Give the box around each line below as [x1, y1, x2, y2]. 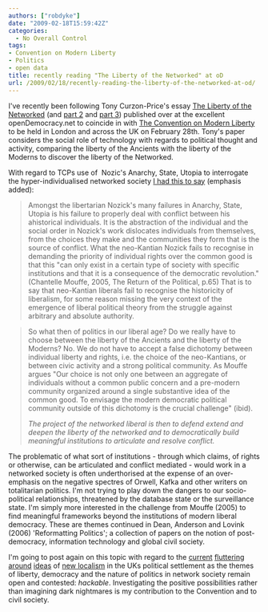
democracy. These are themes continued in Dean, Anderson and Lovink [8, 519, 245, 529]
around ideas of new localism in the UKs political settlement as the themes [8, 561, 254, 570]
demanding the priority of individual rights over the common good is [27, 251, 253, 261]
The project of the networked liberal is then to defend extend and [27, 419, 244, 428]
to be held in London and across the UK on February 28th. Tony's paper [8, 126, 246, 136]
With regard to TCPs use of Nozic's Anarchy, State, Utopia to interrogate [8, 168, 249, 177]
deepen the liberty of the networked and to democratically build [27, 427, 240, 437]
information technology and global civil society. [49, 537, 206, 546]
